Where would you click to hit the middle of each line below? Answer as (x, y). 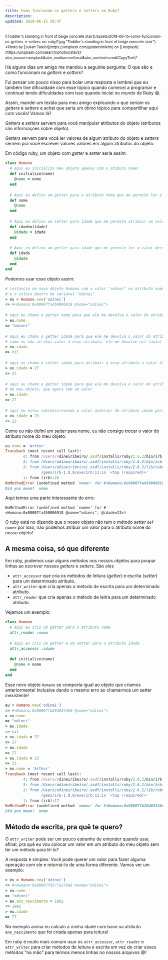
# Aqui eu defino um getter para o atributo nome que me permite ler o (86, 195)
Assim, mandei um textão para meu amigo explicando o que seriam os (77, 103)
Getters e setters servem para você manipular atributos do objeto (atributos (83, 123)
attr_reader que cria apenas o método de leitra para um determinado (84, 597)
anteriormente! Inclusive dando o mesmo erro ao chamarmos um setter (78, 690)
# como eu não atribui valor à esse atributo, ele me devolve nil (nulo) (84, 342)
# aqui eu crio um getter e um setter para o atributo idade (75, 643)
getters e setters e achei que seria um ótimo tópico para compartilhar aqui (82, 108)
